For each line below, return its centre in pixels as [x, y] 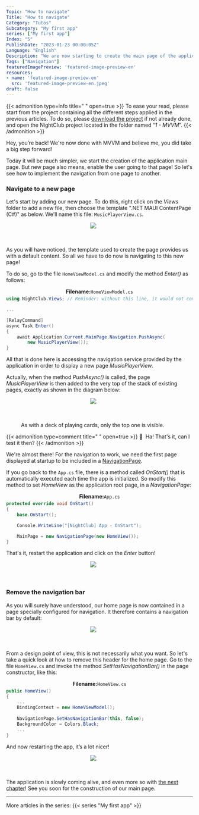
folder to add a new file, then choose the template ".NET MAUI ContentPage [99, 208]
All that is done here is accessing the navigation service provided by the [94, 359]
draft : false [22, 89]
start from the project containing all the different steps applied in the [89, 112]
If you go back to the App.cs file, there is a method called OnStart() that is [96, 472]
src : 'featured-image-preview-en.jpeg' [61, 84]
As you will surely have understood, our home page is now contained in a [95, 605]
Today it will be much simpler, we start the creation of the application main [97, 161]
